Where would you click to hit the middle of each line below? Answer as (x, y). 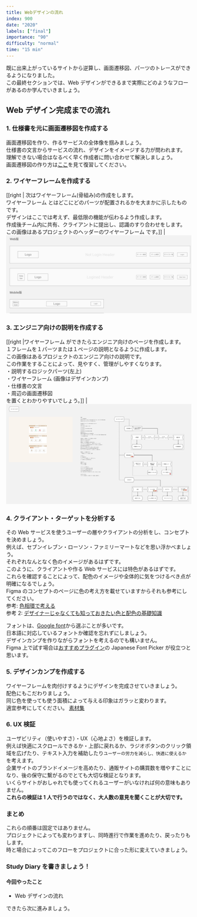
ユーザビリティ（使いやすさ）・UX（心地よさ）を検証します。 (80, 738)
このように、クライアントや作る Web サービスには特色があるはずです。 (93, 569)
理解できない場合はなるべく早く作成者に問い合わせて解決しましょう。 (91, 157)
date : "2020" (22, 25)
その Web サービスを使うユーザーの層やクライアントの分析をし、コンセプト (98, 532)
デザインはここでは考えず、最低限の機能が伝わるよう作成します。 (86, 217)
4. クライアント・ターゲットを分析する (61, 518)
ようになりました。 (34, 75)
